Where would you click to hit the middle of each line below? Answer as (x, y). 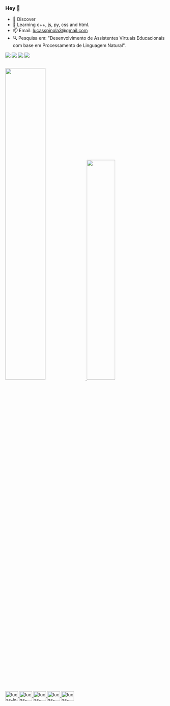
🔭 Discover (24, 19)
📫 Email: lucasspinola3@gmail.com (50, 31)
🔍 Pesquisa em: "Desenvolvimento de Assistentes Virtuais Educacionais (89, 38)
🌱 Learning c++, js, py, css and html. (51, 25)
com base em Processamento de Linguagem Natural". (69, 45)
